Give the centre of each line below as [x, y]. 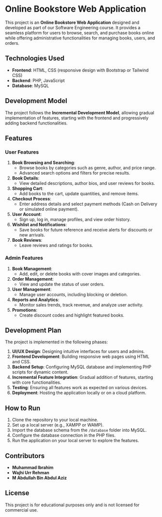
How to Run [23, 408]
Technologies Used [35, 59]
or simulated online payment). [49, 209]
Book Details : [26, 178]
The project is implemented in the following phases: [56, 342]
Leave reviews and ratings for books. [56, 245]
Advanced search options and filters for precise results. [75, 173]
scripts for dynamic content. [40, 372]
